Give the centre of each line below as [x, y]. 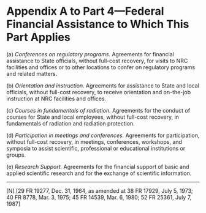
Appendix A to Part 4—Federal [85, 11]
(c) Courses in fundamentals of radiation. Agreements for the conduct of [98, 110]
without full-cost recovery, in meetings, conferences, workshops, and [94, 141]
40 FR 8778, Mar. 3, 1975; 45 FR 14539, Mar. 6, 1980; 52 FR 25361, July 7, [99, 197]
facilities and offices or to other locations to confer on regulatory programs [101, 67]
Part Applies [38, 37]
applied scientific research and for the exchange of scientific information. [99, 173]
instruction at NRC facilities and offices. [56, 99]
